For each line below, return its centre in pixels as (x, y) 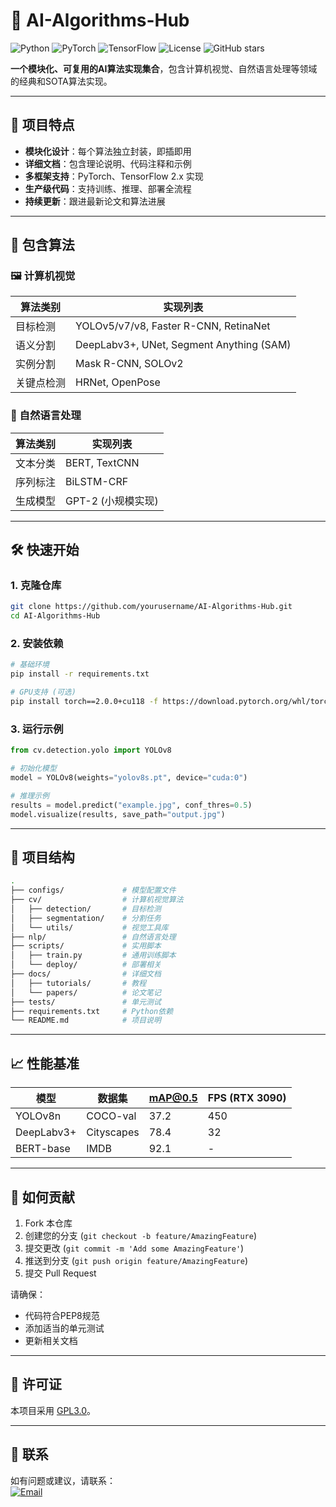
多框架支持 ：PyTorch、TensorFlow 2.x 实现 (114, 176)
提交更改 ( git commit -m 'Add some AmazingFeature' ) (134, 1248)
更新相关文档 (51, 1340)
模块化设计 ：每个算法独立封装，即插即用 (108, 151)
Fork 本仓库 (48, 1223)
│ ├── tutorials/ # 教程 (78, 983)
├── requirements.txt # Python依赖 (92, 1011)
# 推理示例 (30, 795)
